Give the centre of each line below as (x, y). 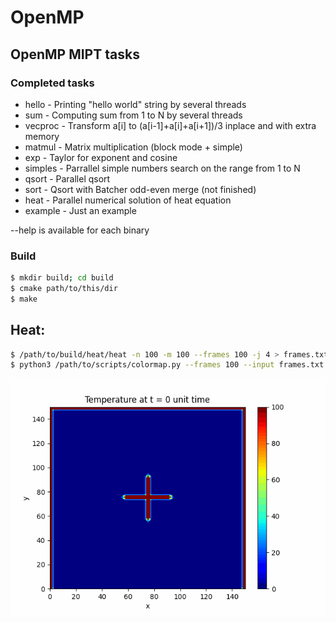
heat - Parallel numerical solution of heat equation (128, 200)
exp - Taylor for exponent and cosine (101, 157)
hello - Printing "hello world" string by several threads (135, 104)
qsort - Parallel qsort (67, 178)
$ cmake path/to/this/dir (64, 289)
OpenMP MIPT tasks (75, 54)
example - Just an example (80, 210)
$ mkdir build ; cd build (62, 278)
